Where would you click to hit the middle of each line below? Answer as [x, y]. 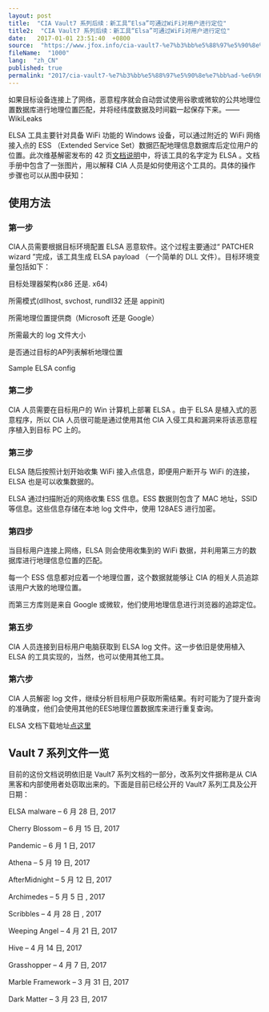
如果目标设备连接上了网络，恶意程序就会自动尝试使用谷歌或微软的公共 [124, 99]
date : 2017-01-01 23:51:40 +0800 [69, 38]
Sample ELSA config [42, 368]
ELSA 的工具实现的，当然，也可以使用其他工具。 [88, 656]
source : [21, 46]
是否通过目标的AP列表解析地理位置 [66, 352]
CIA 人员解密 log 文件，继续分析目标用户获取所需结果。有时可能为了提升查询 [134, 698]
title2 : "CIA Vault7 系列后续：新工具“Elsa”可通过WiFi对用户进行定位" [119, 31]
